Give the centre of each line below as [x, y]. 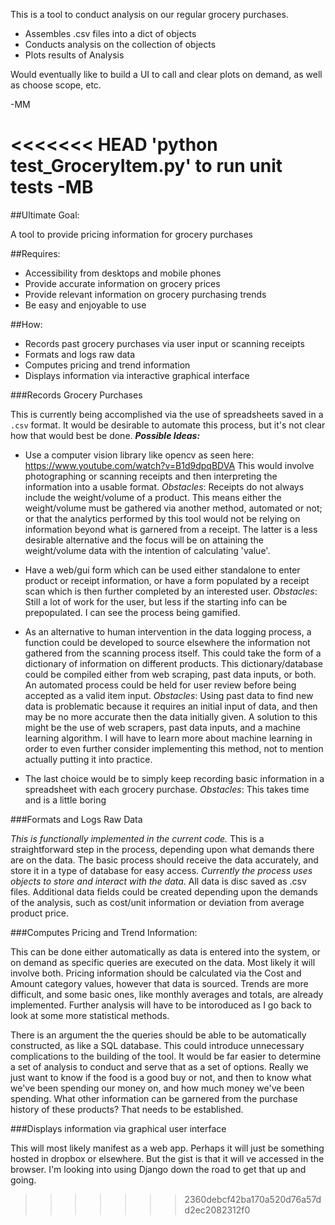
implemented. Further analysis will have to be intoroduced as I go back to [161, 1005]
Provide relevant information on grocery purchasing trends [145, 294]
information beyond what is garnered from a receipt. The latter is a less [171, 529]
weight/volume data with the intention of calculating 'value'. [147, 550]
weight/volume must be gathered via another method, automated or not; [173, 508]
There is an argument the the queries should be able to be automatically [158, 1035]
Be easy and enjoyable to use [85, 305]
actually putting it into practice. [88, 759]
